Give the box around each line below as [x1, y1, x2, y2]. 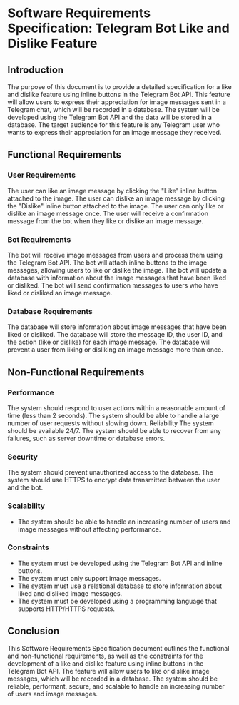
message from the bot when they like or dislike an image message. [7, 216, 204, 225]
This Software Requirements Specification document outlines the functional [7, 644, 230, 652]
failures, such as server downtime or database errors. [7, 434, 166, 442]
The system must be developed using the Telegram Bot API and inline [17, 559, 223, 567]
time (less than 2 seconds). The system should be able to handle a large [7, 411, 220, 420]
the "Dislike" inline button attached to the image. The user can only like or [7, 201, 224, 210]
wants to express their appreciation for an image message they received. [7, 128, 222, 136]
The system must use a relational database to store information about [17, 582, 223, 590]
